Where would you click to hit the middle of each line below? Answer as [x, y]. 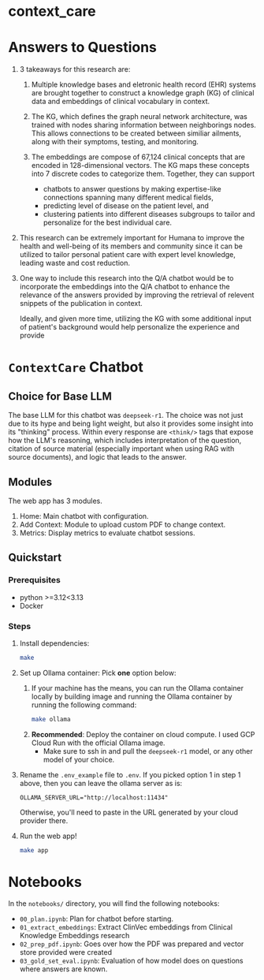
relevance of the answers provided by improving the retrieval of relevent [137, 295]
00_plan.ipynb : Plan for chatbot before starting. [97, 919]
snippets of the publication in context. [81, 304]
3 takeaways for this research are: [75, 69]
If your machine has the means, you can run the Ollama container [138, 687]
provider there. [44, 820]
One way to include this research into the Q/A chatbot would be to [126, 278]
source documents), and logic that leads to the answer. [98, 457]
